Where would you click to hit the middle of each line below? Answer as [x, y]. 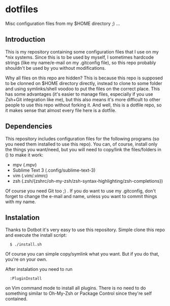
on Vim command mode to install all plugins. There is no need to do [76, 288]
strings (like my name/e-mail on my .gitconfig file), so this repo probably [81, 63]
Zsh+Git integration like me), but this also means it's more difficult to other [83, 99]
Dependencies [29, 127]
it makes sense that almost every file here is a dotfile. [61, 110]
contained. [16, 299]
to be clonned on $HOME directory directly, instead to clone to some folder [84, 83]
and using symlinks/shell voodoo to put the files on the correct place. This [83, 89]
